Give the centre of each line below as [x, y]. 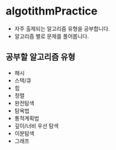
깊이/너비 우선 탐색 [36, 126]
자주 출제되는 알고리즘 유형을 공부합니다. [62, 28]
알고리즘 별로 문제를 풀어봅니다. [51, 36]
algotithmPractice [52, 11]
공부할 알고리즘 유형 [40, 57]
